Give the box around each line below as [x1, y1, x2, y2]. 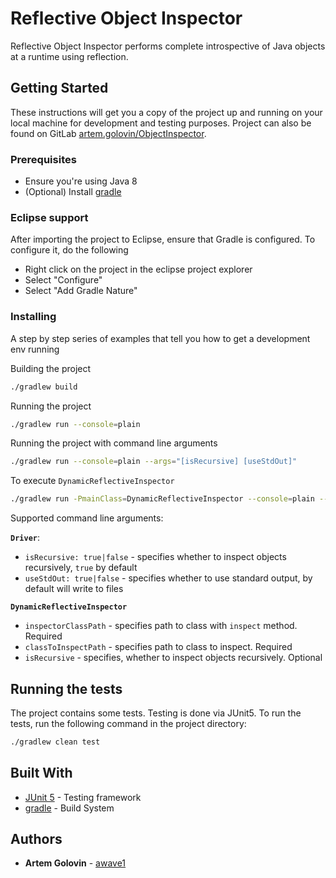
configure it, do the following [10, 244, 129, 256]
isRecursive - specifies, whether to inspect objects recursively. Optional [24, 652, 323, 664]
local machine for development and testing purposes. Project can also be [10, 117, 312, 129]
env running [10, 343, 60, 355]
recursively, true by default [24, 562, 138, 574]
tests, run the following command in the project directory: [10, 717, 247, 729]
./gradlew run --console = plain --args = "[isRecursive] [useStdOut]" [10, 457, 298, 467]
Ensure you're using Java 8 [24, 175, 138, 187]
